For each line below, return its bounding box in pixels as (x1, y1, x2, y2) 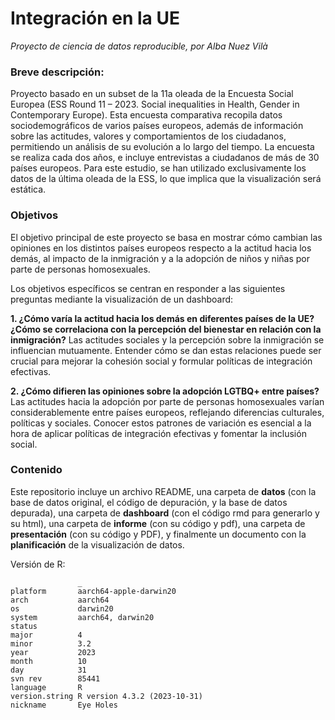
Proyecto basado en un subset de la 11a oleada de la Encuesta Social (10, 88, 294, 100)
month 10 (10, 656, 87, 666)
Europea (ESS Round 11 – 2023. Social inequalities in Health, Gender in (10, 98, 300, 111)
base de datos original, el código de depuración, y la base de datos (10, 496, 288, 508)
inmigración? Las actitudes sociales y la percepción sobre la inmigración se (10, 333, 325, 346)
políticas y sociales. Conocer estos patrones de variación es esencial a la (10, 417, 312, 429)
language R (10, 682, 83, 692)
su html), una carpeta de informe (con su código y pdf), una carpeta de (10, 517, 306, 529)
